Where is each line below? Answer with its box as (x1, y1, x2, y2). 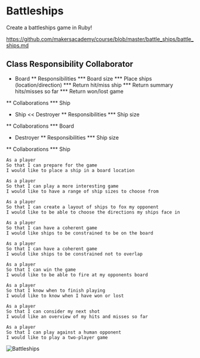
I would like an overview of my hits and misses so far (6, 313, 148, 320)
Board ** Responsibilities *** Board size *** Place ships (14, 75, 152, 82)
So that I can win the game (6, 267, 76, 273)
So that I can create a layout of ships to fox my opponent (6, 204, 159, 210)
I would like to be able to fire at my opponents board (6, 271, 148, 278)
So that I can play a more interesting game (6, 183, 119, 189)
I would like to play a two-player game (6, 334, 109, 341)
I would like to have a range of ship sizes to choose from (6, 188, 159, 195)
